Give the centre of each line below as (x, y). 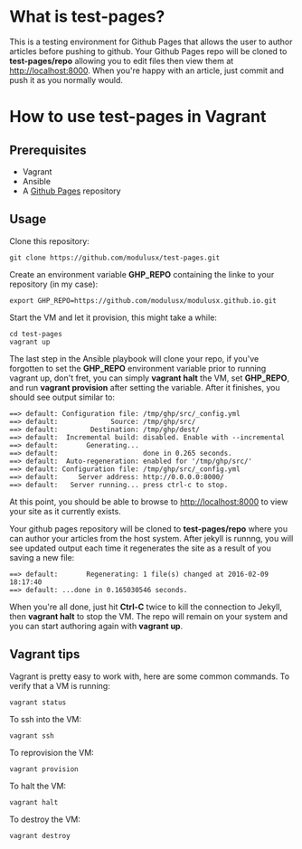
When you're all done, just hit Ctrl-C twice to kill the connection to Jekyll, (146, 607)
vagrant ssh (32, 736)
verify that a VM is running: (60, 685)
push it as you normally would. (66, 80)
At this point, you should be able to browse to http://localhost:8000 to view (149, 501)
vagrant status (38, 703)
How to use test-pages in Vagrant (138, 117)
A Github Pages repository (71, 191)
